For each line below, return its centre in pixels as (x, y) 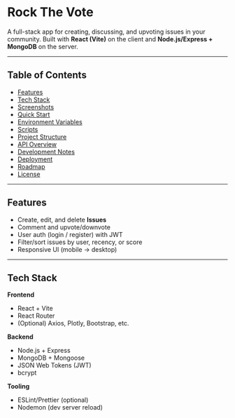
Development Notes (46, 151)
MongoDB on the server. (43, 46)
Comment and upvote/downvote (64, 227)
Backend (20, 337)
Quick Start (34, 114)
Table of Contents (47, 75)
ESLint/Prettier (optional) (53, 400)
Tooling (19, 386)
